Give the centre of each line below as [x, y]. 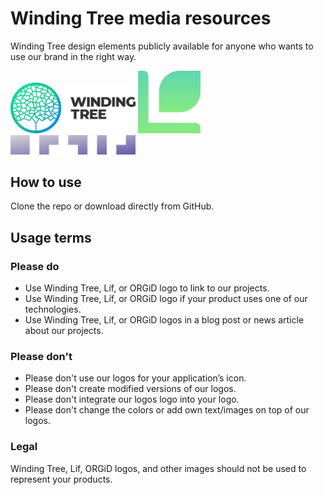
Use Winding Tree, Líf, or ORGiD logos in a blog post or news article [164, 320]
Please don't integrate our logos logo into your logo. [132, 399]
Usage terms [51, 237]
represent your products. [61, 479]
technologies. [53, 309]
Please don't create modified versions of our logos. [130, 389]
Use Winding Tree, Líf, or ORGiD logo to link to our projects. [147, 288]
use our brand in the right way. [73, 56]
